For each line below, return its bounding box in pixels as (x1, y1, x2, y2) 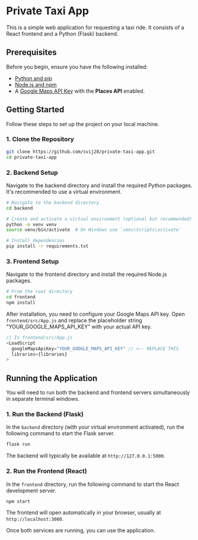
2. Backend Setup (6, 168, 58, 177)
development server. (6, 486, 57, 494)
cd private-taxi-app (6, 154, 58, 160)
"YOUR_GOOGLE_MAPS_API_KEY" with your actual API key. (6, 323, 152, 330)
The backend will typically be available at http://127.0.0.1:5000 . (6, 452, 165, 459)
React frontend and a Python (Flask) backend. (6, 30, 119, 37)
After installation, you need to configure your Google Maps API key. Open (6, 310, 185, 318)
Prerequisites (6, 48, 57, 58)
